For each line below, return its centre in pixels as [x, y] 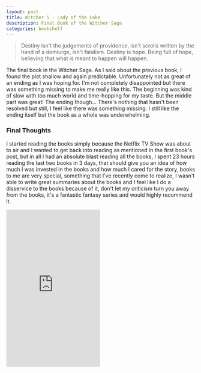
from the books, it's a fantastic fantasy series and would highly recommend [100, 195]
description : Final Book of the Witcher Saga [64, 23]
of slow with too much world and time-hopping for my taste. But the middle [99, 96]
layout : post [22, 12]
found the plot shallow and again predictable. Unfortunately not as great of [98, 76]
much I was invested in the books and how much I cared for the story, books [101, 169]
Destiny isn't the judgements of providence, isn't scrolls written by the [107, 46]
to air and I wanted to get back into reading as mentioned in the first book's [99, 150]
